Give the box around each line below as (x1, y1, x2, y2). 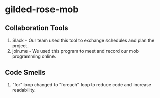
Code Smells (5, 68, 46, 77)
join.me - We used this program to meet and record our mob (12, 48, 139, 54)
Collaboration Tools (5, 24, 68, 32)
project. (12, 43, 29, 49)
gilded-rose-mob (5, 4, 79, 15)
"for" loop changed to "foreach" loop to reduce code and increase (12, 81, 151, 87)
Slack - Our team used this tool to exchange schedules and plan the (12, 37, 155, 43)
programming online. (12, 53, 57, 59)
